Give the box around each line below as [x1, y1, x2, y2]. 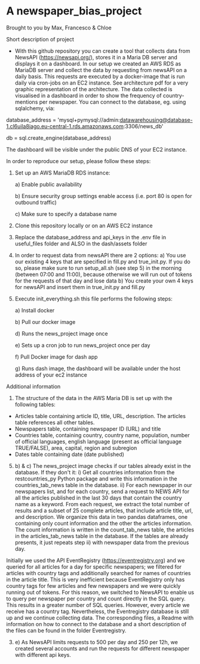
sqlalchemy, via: [14, 104, 55, 112]
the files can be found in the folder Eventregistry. [6, 627, 127, 634]
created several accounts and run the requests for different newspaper [14, 645, 190, 652]
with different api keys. [14, 651, 72, 658]
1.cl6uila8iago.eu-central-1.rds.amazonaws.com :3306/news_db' [6, 122, 164, 130]
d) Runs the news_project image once [14, 330, 109, 337]
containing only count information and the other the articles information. [14, 519, 192, 527]
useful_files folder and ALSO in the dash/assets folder [14, 240, 147, 247]
